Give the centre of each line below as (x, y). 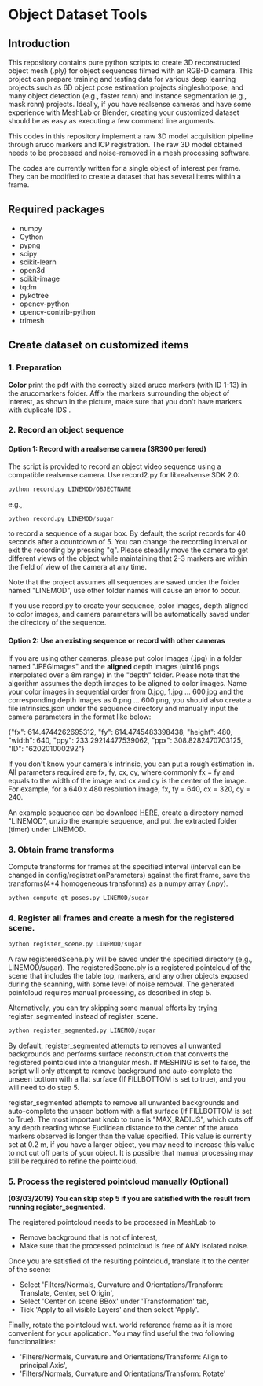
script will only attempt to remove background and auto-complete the (121, 1071)
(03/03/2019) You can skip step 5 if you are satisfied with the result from (129, 1199)
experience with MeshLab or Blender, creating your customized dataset (124, 112)
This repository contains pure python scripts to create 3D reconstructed (124, 62)
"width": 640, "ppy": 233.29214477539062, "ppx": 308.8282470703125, (126, 740)
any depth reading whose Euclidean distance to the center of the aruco (123, 1127)
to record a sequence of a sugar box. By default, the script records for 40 (127, 533)
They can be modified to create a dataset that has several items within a (125, 176)
